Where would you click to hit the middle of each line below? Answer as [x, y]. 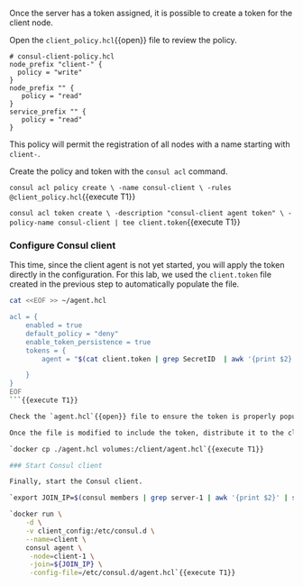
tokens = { [46, 351]
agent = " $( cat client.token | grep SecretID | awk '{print [159, 359]
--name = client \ [56, 539]
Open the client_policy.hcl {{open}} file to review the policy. [123, 40]
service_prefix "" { [48, 112]
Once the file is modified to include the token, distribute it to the [147, 433]
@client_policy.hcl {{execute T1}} [73, 197]
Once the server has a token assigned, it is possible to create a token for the [151, 13]
